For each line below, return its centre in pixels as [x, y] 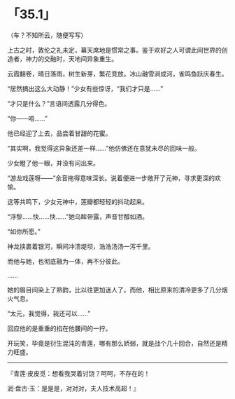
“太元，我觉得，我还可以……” [49, 313]
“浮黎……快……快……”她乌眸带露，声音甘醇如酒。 [78, 216]
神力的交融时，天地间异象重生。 [71, 59]
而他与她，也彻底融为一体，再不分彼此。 [65, 261]
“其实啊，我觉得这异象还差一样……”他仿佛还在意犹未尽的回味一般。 [104, 148]
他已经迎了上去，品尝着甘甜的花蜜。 [59, 133]
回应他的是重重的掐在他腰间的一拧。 [59, 328]
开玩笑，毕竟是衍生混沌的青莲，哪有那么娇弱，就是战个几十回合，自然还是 [114, 343]
